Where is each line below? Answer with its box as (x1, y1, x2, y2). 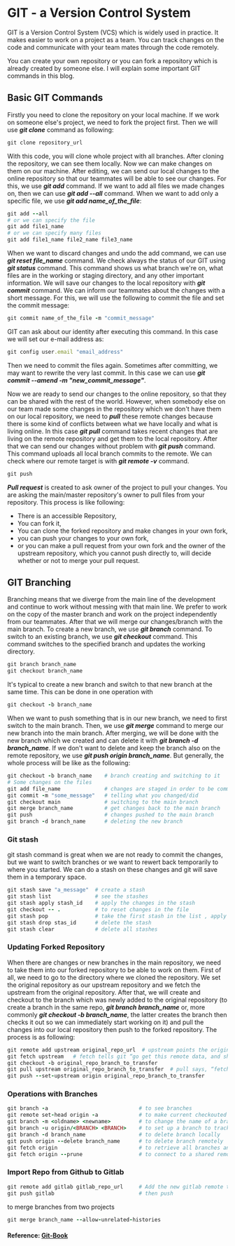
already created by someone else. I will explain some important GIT (7, 64, 201, 72)
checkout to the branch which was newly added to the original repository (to (7, 995, 227, 1004)
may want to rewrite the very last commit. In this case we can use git (7, 369, 206, 377)
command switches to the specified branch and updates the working (7, 640, 206, 649)
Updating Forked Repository (7, 942, 105, 952)
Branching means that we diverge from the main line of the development (7, 595, 216, 604)
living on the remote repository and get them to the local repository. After (7, 434, 218, 443)
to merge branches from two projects (7, 1202, 115, 1211)
